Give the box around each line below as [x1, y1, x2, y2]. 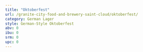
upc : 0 [5, 40, 19, 45]
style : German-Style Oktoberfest [5, 21, 74, 26]
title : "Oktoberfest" [5, 7, 50, 12]
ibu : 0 [5, 30, 19, 35]
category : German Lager [5, 16, 54, 21]
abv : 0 [5, 26, 19, 31]
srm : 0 [5, 35, 19, 40]
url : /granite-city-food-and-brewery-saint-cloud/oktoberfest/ [5, 12, 139, 17]
